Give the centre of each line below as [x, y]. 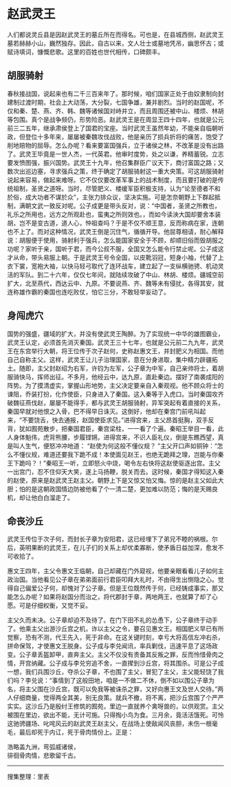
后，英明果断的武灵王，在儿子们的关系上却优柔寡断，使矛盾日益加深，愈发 [112, 548]
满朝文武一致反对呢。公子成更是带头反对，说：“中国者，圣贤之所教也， [120, 206]
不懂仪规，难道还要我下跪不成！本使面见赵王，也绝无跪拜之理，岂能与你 [115, 454]
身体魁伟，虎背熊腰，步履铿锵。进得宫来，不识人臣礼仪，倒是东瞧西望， [115, 437]
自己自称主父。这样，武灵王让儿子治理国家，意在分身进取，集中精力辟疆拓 [112, 359]
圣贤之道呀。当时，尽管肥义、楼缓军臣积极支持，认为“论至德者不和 [126, 188]
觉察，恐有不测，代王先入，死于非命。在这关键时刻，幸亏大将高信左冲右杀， [115, 637]
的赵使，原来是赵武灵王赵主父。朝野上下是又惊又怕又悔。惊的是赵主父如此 [112, 480]
